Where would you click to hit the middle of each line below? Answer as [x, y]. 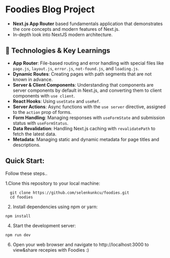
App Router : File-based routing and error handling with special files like [88, 63]
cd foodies [22, 197]
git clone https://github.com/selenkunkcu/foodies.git [70, 193]
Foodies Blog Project [50, 9]
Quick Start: [25, 161]
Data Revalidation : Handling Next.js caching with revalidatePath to [84, 128]
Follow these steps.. [26, 173]
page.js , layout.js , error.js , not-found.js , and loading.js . [76, 68]
